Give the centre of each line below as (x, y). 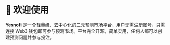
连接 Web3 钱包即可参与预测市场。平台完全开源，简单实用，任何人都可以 (82, 31)
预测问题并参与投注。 (32, 37)
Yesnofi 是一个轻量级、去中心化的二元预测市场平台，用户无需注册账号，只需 (85, 25)
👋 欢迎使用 (27, 10)
